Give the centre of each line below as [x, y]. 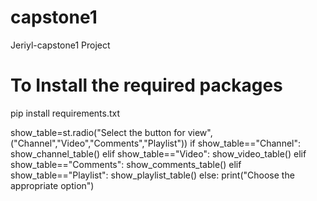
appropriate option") [52, 185]
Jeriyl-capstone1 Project [60, 45]
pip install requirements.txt [65, 113]
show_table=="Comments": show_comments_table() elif [126, 164]
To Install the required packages [146, 85]
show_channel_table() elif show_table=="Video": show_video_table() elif [158, 153]
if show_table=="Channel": [245, 143]
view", [200, 132]
